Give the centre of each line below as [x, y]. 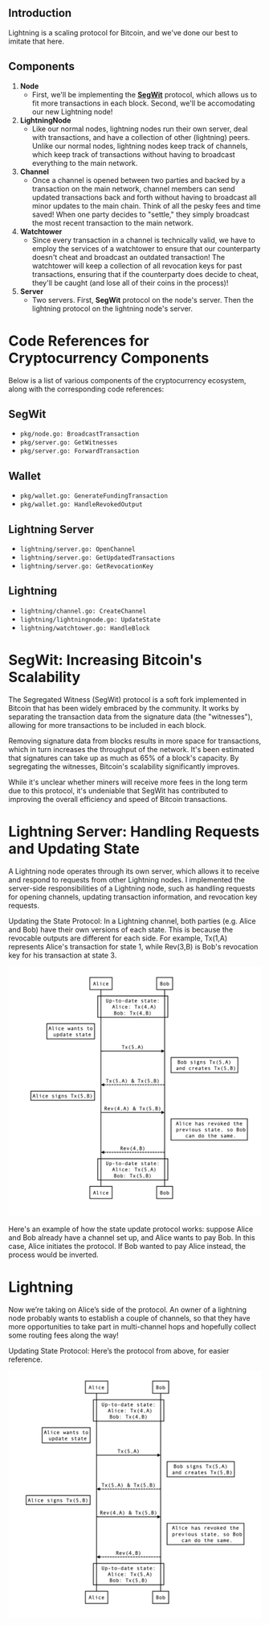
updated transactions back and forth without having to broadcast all [144, 197]
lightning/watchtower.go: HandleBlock [85, 628]
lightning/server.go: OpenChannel [77, 549]
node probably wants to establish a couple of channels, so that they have [129, 1318]
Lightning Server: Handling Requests [134, 831]
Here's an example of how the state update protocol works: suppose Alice [131, 1229]
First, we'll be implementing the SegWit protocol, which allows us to [145, 94]
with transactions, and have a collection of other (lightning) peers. [141, 137]
